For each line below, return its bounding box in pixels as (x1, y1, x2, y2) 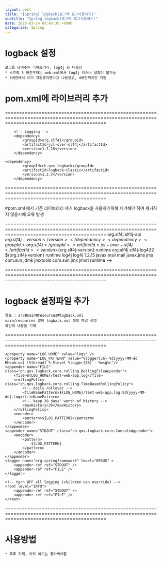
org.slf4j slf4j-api (107, 232, 142, 237)
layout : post (5, 7, 32, 12)
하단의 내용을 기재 (5, 323, 36, 328)
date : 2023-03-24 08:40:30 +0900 (5, 20, 73, 26)
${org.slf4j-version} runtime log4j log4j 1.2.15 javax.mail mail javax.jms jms (5, 252, 154, 258)
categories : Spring (5, 25, 45, 30)
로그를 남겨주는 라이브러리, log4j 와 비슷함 (5, 65, 82, 70)
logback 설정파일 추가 (5, 296, 90, 307)
